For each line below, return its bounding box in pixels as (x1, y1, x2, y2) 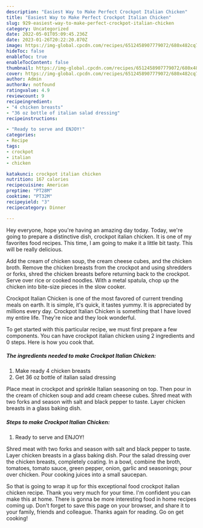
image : (6, 43, 23, 49)
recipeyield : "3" (6, 199, 50, 205)
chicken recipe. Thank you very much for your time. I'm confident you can (6, 489, 191, 497)
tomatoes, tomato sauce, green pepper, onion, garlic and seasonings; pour (6, 465, 192, 472)
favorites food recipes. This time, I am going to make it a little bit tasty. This (6, 239, 193, 246)
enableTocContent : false (6, 59, 69, 65)
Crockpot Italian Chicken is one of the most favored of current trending (6, 294, 183, 302)
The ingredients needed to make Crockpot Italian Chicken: (6, 352, 156, 360)
